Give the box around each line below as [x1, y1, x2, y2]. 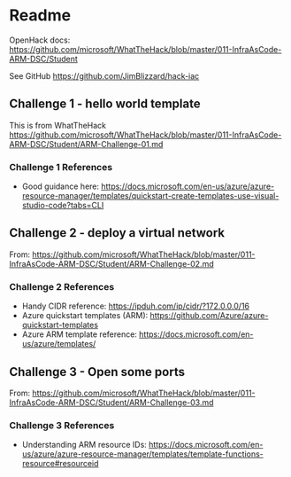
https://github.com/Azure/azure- [149, 310, 269, 321]
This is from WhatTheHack [9, 120, 107, 130]
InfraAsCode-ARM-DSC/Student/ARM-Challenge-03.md [9, 396, 214, 408]
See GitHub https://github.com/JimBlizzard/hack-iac [9, 70, 200, 81]
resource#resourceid [21, 458, 99, 469]
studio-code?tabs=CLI [21, 200, 104, 211]
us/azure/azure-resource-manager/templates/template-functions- [21, 449, 264, 459]
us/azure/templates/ [21, 339, 96, 349]
